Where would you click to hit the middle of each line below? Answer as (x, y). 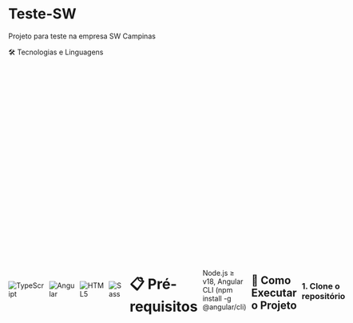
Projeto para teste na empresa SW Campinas (82, 36)
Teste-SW (43, 14)
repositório (323, 297)
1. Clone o (321, 286)
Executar (274, 293)
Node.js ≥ (218, 273)
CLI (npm (218, 289)
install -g (217, 298)
